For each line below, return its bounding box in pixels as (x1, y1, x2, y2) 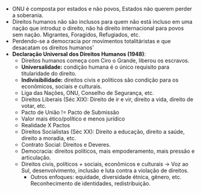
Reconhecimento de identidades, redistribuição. (30, 180, 151, 187)
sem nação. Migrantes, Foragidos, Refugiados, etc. (12, 31, 140, 38)
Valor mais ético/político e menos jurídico (21, 115, 125, 122)
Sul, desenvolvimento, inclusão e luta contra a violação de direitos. (21, 167, 189, 174)
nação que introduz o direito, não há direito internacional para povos (12, 24, 184, 32)
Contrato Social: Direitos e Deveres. (21, 141, 111, 148)
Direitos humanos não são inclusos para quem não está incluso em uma (12, 18, 193, 25)
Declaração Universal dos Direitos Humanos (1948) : (12, 51, 146, 57)
